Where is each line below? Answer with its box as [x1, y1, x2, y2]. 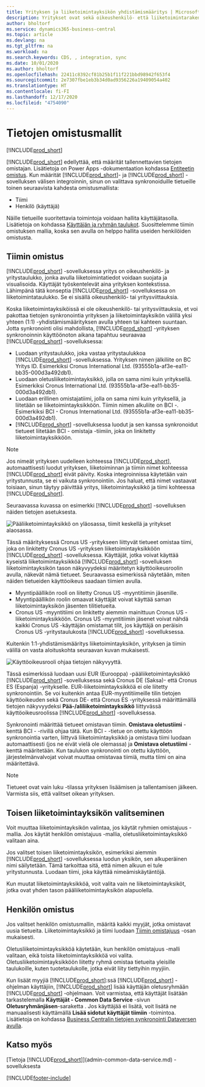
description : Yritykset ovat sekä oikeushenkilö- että [6, 15, 149, 21]
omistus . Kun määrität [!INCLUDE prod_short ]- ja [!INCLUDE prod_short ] [6, 171, 184, 178]
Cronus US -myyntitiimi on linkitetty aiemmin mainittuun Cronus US [15, 609, 184, 616]
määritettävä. [6, 760, 40, 767]
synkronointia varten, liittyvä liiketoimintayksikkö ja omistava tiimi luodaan [6, 734, 191, 741]
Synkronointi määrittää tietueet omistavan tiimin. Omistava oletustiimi [6, 721, 182, 729]
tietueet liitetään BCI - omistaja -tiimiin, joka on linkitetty [15, 427, 156, 435]
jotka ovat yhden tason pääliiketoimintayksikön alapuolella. [6, 887, 154, 894]
